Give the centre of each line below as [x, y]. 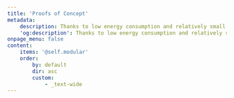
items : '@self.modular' [54, 52]
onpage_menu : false [36, 39]
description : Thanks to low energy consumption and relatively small [123, 26]
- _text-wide [63, 84]
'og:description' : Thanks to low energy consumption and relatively [121, 33]
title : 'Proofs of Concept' [48, 13]
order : [29, 59]
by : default [50, 65]
